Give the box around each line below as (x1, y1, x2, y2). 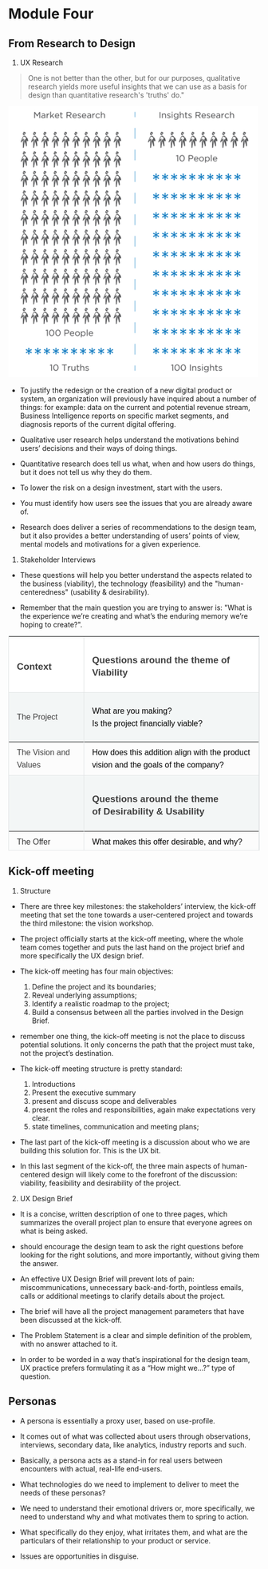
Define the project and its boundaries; (31, 982, 157, 991)
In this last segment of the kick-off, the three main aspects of (19, 1161, 221, 1171)
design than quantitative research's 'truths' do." (27, 90, 185, 100)
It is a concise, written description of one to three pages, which (19, 1209, 228, 1219)
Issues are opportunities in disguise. (19, 1551, 140, 1561)
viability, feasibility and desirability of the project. (19, 1178, 182, 1188)
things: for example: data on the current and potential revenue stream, (19, 403, 250, 412)
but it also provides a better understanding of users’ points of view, (19, 531, 241, 540)
